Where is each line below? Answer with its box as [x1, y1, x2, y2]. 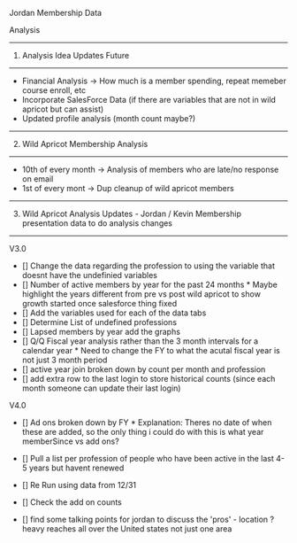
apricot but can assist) [21, 104, 104, 114]
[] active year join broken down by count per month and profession [21, 364, 266, 375]
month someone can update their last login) [21, 383, 181, 393]
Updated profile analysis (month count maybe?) [21, 113, 196, 123]
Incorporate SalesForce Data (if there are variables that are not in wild [21, 95, 277, 105]
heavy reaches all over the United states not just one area [21, 524, 232, 534]
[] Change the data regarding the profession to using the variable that [21, 260, 276, 271]
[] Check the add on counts [21, 497, 122, 508]
